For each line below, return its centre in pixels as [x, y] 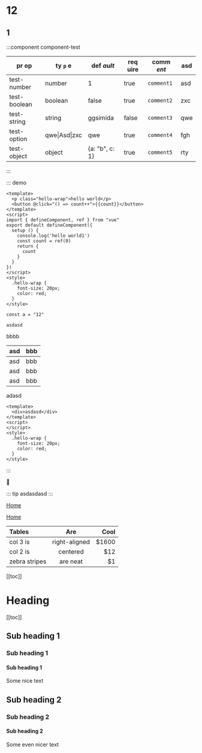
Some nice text [25, 681]
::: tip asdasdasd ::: [30, 494]
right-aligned [71, 542]
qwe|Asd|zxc [63, 135]
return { [28, 246]
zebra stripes [28, 561]
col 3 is [20, 542]
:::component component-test [43, 47]
